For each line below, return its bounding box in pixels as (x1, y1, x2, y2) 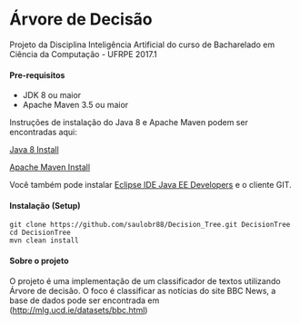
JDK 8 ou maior (22, 90, 82, 101)
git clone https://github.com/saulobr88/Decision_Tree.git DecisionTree (9, 221, 291, 230)
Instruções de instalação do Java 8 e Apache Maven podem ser (9, 117, 248, 128)
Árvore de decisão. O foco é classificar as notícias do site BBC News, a (9, 285, 276, 296)
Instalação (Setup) (9, 200, 81, 211)
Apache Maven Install (9, 162, 91, 172)
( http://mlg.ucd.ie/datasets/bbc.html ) (9, 304, 148, 315)
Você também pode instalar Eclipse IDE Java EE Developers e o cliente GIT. (9, 180, 293, 191)
